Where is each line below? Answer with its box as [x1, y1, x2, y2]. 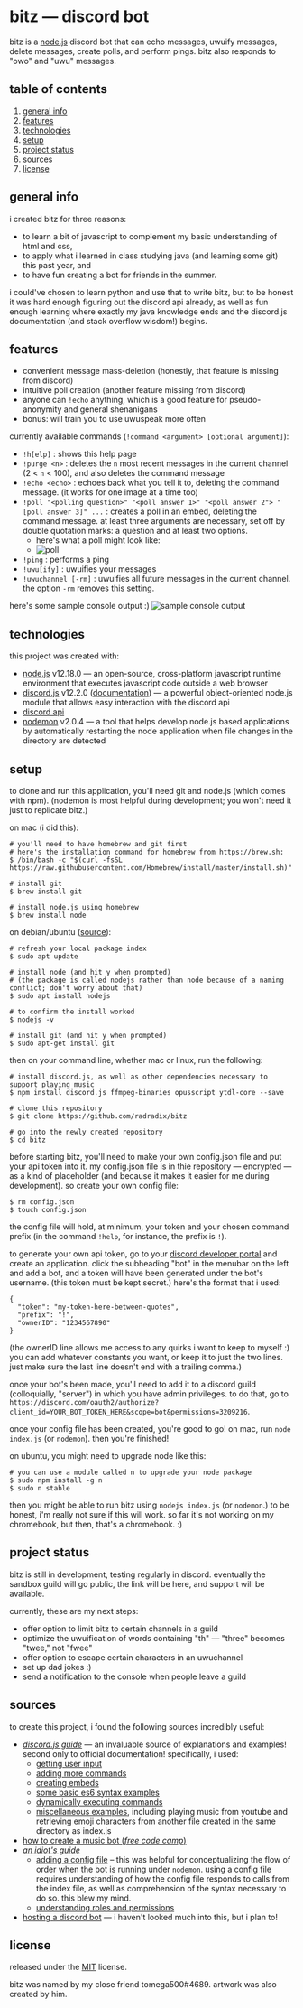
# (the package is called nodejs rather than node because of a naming [9, 976, 284, 985]
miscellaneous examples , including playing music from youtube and [35, 1806, 289, 1817]
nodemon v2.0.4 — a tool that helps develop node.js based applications [22, 716, 290, 727]
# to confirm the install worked [9, 1007, 135, 1016]
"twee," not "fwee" [22, 1642, 93, 1653]
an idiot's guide [22, 1845, 81, 1855]
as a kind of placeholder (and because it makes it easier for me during [9, 1171, 270, 1181]
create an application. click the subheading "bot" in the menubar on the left [9, 1258, 289, 1268]
